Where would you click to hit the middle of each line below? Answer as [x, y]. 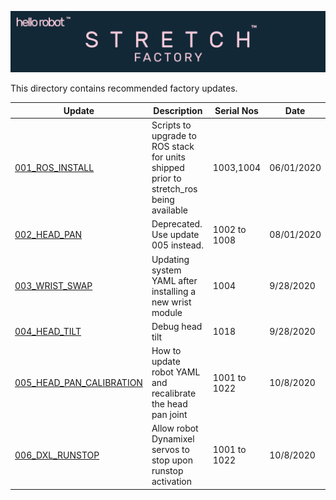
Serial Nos [236, 110]
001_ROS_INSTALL [54, 168]
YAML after [174, 280]
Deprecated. [177, 224]
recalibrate [174, 393]
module [167, 312]
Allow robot [175, 428]
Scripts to [171, 125]
